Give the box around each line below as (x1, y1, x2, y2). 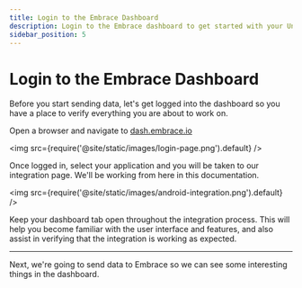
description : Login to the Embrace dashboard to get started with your (9, 22, 283, 31)
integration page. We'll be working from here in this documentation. (9, 170, 260, 181)
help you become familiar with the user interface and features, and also (9, 224, 274, 235)
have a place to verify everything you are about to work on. (9, 108, 228, 119)
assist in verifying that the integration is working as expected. (9, 233, 237, 244)
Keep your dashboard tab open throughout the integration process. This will (9, 214, 290, 225)
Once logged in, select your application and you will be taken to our (9, 160, 259, 171)
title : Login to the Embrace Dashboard (9, 13, 159, 22)
